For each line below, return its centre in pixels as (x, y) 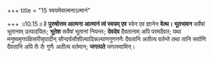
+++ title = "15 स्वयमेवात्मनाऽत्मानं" (49, 10)
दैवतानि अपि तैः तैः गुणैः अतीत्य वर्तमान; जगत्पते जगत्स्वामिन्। (71, 47)
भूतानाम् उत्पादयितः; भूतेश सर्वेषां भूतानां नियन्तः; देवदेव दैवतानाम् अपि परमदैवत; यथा (94, 31)
